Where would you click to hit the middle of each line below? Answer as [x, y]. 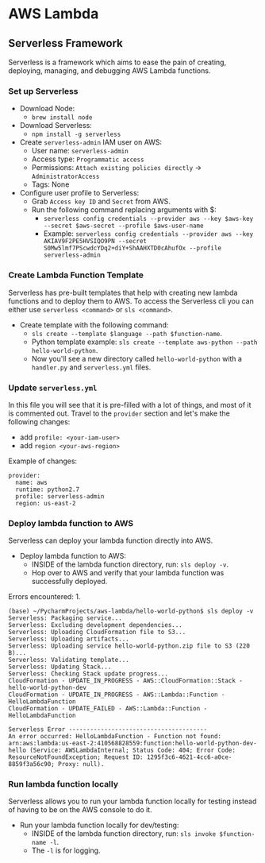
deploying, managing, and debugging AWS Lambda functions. [109, 71]
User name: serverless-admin [80, 151]
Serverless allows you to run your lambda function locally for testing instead [132, 801]
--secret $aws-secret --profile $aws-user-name [123, 226]
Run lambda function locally [63, 784]
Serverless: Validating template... [69, 660]
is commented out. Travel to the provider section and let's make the [119, 413]
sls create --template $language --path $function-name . [127, 333]
